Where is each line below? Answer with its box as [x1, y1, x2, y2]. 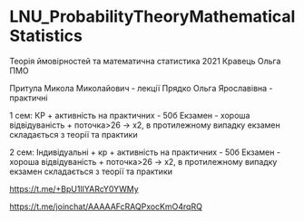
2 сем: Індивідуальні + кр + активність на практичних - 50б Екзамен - [9, 147, 281, 158]
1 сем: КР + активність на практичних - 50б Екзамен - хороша [9, 110, 250, 120]
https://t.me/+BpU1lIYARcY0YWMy [9, 183, 139, 194]
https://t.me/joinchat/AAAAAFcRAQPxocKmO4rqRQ [9, 201, 202, 212]
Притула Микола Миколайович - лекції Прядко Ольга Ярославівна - [9, 82, 274, 93]
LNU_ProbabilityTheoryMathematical [9, 6, 296, 27]
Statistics [9, 25, 83, 46]
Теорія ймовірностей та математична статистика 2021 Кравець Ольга [9, 55, 281, 66]
